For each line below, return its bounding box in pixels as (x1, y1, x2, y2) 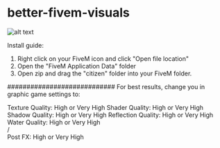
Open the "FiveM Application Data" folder (17, 62, 137, 70)
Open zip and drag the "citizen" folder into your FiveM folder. (17, 69, 192, 77)
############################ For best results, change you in (7, 82, 205, 91)
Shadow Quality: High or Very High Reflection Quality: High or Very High (7, 111, 214, 119)
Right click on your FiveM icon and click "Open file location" (17, 54, 189, 63)
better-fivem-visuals (7, 5, 130, 21)
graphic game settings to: (7, 90, 81, 98)
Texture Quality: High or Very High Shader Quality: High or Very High (7, 103, 203, 111)
